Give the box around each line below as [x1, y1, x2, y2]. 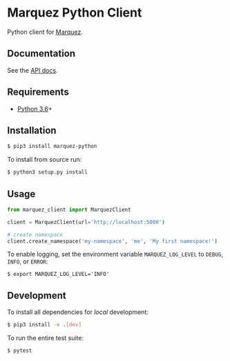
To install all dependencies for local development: [7, 308, 148, 316]
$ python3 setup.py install [7, 169, 88, 176]
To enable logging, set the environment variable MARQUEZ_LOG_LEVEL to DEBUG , [7, 250, 223, 259]
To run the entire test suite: [7, 334, 84, 342]
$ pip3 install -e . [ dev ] [7, 322, 82, 328]
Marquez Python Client [7, 5, 142, 21]
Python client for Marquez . [7, 28, 83, 36]
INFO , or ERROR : [7, 257, 48, 266]
